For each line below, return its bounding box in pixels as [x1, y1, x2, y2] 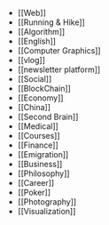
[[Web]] [17, 8, 47, 18]
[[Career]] [17, 178, 55, 188]
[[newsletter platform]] [17, 64, 101, 75]
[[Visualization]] [17, 206, 76, 216]
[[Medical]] [17, 121, 59, 132]
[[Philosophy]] [17, 168, 70, 179]
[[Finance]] [17, 140, 59, 150]
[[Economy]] [17, 92, 64, 103]
